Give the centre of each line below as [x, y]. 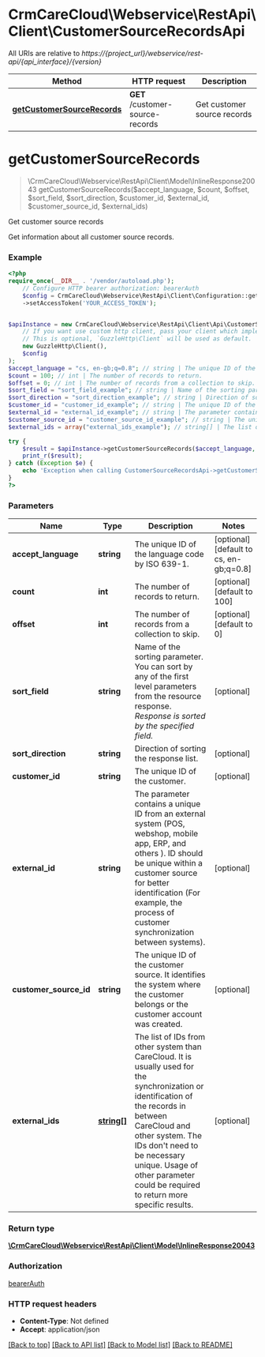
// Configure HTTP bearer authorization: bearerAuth [111, 288]
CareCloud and [162, 1126]
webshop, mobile [166, 833]
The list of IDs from [170, 1037]
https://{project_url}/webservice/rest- [142, 53]
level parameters [166, 686]
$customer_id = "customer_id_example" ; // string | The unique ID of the [132, 405]
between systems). [170, 942]
